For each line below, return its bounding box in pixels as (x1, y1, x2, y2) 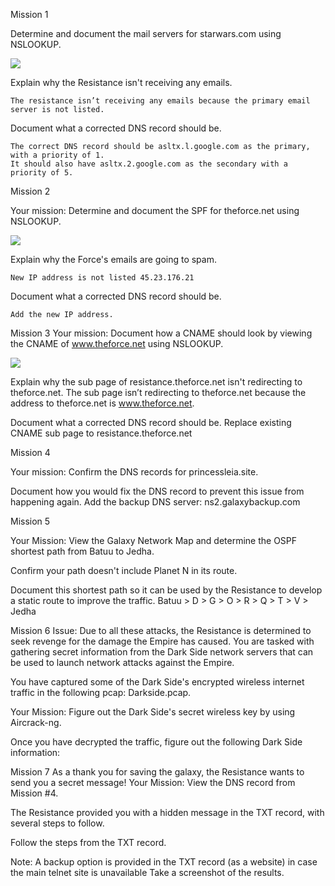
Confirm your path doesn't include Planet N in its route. (10, 565, 238, 576)
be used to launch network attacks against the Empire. (10, 657, 235, 668)
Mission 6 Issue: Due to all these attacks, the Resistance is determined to (10, 625, 312, 636)
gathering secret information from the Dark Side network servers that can (10, 646, 314, 658)
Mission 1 (10, 9, 49, 20)
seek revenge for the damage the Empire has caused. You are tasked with (10, 635, 315, 647)
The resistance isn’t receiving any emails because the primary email (10, 96, 311, 106)
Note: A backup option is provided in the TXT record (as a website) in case (10, 856, 318, 868)
